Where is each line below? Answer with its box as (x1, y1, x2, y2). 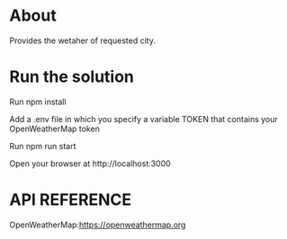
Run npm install (9, 96, 67, 107)
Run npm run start (9, 140, 76, 151)
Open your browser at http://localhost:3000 (9, 158, 171, 169)
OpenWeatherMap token (9, 123, 101, 134)
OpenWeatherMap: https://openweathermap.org (9, 219, 186, 230)
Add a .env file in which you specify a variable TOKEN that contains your (9, 113, 279, 124)
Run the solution (9, 66, 135, 87)
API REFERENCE (9, 190, 132, 210)
